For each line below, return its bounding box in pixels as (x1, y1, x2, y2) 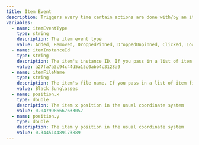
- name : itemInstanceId (11, 47, 70, 53)
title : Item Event (6, 8, 52, 15)
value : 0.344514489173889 (17, 130, 81, 136)
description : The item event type (17, 36, 102, 42)
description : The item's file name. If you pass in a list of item (17, 80, 187, 86)
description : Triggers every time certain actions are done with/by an (6, 14, 187, 20)
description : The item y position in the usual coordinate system (17, 124, 184, 130)
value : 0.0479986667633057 (17, 108, 84, 114)
